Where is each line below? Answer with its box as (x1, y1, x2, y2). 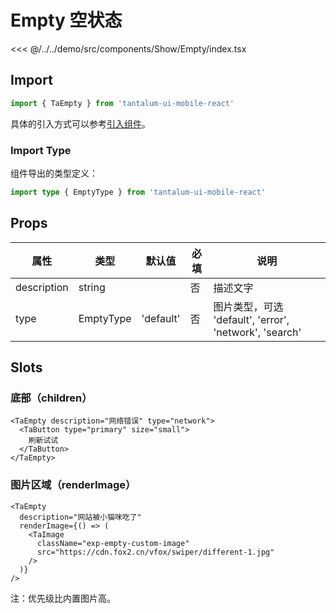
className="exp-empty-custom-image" (36, 538, 190, 548)
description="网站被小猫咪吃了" (19, 512, 142, 522)
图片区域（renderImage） (10, 478, 137, 492)
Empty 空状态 (10, 9, 123, 32)
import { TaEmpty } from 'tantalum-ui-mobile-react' (10, 98, 235, 108)
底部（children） (10, 391, 93, 405)
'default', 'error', (213, 312, 290, 326)
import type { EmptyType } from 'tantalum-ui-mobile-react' (10, 187, 267, 197)
